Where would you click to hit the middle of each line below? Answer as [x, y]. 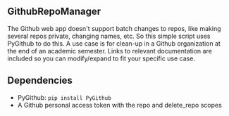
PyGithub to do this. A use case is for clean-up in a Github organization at [114, 43]
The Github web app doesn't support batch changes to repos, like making [114, 28]
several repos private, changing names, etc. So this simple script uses [109, 36]
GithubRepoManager [54, 12]
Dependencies [40, 80]
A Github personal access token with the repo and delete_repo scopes [119, 105]
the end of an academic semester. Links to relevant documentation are [110, 51]
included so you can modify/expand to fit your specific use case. [101, 58]
